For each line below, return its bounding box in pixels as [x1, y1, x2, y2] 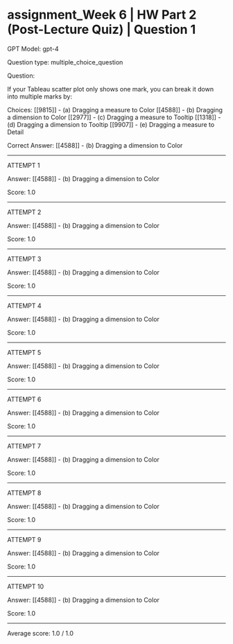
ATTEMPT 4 [7, 302, 42, 310]
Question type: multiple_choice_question [7, 58, 123, 66]
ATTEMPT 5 [7, 348, 42, 356]
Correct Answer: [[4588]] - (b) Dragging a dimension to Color [7, 141, 183, 149]
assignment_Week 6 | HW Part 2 [7, 7, 197, 23]
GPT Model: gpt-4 [7, 44, 59, 53]
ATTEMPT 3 [7, 254, 42, 263]
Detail [7, 128, 24, 136]
